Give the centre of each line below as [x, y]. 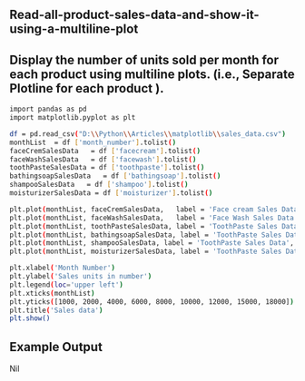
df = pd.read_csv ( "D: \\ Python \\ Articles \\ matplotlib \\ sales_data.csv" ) [148, 134]
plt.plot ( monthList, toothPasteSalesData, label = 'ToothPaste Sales [144, 226]
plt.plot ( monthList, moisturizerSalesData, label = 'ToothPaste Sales [146, 252]
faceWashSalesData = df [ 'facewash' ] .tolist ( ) [103, 159]
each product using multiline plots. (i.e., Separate [152, 74]
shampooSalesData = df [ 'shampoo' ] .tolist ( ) [99, 185]
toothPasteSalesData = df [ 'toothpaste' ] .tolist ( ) [107, 168]
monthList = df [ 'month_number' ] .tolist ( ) [93, 142]
